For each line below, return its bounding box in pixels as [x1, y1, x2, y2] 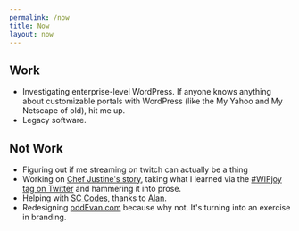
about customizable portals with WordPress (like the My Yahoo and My [21, 95, 283, 107]
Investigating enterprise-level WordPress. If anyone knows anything [21, 87, 272, 97]
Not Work [9, 140, 64, 156]
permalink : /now [9, 12, 70, 22]
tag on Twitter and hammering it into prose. [21, 184, 181, 194]
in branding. [21, 211, 67, 222]
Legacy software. [21, 115, 87, 126]
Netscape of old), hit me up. [21, 105, 126, 116]
